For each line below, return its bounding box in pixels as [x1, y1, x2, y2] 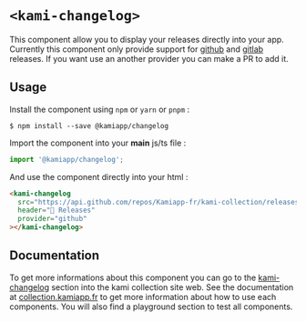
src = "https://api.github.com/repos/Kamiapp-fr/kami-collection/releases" [17, 197, 303, 206]
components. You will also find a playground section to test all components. [9, 301, 293, 312]
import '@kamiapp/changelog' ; [9, 155, 125, 164]
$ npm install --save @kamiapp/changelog [9, 121, 169, 130]
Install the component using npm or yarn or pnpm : [9, 104, 190, 115]
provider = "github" [17, 215, 88, 224]
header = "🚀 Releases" [17, 206, 96, 216]
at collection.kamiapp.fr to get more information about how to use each [9, 291, 277, 302]
